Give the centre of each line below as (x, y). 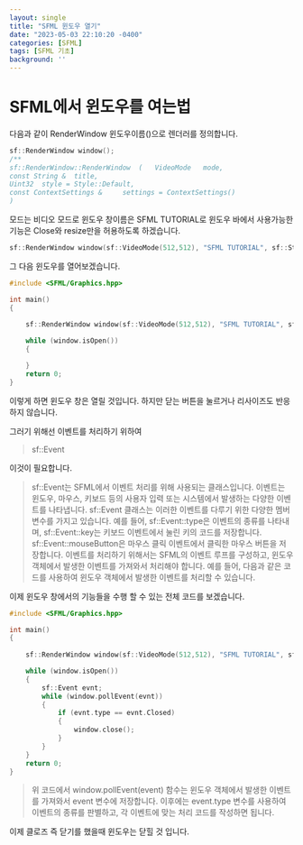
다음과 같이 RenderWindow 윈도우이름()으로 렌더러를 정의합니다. (124, 133)
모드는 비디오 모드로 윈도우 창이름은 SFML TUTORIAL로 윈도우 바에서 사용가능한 (151, 220)
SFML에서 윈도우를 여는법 (100, 107)
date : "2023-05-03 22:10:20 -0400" (76, 34)
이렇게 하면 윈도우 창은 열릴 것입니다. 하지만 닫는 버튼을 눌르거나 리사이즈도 (142, 400)
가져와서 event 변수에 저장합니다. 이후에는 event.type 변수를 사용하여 (164, 801)
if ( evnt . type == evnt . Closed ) (116, 713)
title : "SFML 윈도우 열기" (55, 26)
